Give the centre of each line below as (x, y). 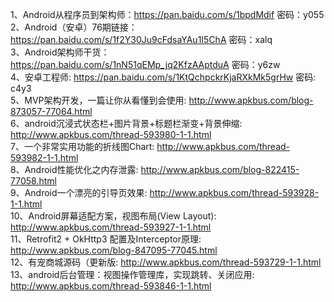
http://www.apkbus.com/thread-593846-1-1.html (111, 286)
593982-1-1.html (44, 157)
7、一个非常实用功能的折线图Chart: (82, 146)
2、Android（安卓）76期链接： (74, 27)
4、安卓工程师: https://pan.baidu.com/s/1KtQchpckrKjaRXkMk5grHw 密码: (163, 77)
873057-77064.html (51, 111)
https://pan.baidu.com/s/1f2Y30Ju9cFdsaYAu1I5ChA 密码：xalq (141, 39)
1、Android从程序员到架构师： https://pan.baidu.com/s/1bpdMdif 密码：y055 (167, 14)
